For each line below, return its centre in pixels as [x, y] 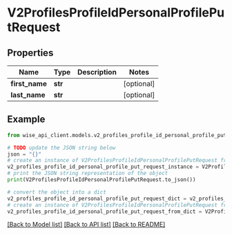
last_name [28, 95]
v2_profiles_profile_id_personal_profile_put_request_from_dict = [105, 212]
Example [26, 120]
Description [97, 72]
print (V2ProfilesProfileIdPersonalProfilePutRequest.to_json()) [101, 180]
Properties [30, 53]
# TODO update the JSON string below [61, 147]
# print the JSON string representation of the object [88, 174]
